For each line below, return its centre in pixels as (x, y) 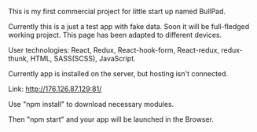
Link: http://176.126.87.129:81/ (55, 89)
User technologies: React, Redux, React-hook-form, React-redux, (114, 50)
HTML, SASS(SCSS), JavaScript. (83, 59)
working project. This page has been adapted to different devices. (115, 35)
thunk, (18, 59)
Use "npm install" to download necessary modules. (91, 104)
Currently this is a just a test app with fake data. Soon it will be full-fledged (129, 26)
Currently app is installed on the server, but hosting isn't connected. (118, 73)
